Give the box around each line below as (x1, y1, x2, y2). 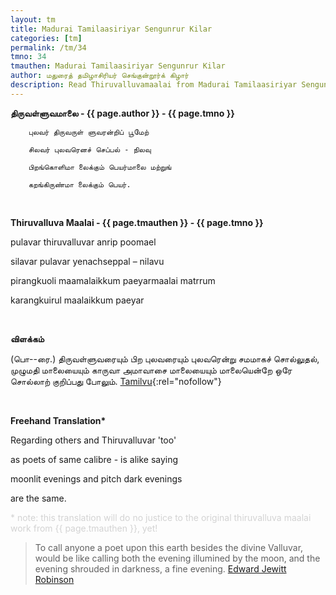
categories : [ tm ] (10, 33, 83, 43)
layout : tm (10, 14, 56, 25)
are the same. (10, 492, 67, 504)
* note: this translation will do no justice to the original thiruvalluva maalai (10, 511, 312, 523)
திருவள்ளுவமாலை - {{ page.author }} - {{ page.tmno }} (10, 107, 235, 119)
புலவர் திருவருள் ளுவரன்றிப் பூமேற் (28, 127, 150, 137)
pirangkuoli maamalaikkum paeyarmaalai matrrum (10, 274, 216, 286)
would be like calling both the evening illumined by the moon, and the (34, 552, 321, 564)
